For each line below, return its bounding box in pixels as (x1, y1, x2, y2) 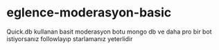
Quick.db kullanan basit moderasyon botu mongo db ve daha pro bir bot (6, 27, 212, 36)
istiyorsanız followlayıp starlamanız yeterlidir (6, 34, 133, 42)
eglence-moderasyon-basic (6, 5, 172, 21)
